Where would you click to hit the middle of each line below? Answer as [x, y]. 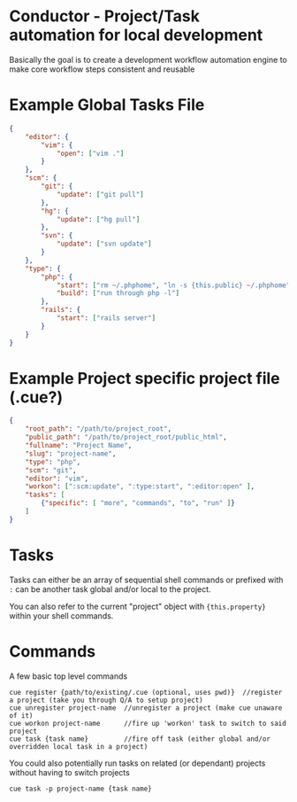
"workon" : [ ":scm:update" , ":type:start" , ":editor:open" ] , [140, 487]
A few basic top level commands [69, 676]
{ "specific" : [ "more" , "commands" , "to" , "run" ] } [138, 503]
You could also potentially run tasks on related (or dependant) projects [137, 763]
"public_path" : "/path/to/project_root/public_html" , [126, 437]
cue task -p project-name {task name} [80, 789]
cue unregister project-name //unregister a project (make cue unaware [146, 708]
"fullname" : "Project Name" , [79, 446]
